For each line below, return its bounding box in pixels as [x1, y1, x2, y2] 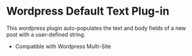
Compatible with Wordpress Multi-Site [15, 43, 112, 50]
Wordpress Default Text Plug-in [6, 4, 169, 18]
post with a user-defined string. [6, 30, 86, 38]
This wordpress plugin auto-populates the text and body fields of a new [6, 24, 187, 32]
